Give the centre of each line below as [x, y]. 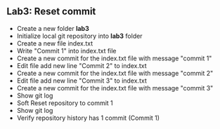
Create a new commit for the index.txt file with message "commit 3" [115, 88]
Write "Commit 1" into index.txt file [66, 50]
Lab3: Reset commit [51, 12]
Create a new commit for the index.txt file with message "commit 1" [114, 58]
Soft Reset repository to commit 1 [65, 103]
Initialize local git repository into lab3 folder [79, 36]
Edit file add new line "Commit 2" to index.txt [82, 65]
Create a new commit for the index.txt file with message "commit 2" [115, 73]
